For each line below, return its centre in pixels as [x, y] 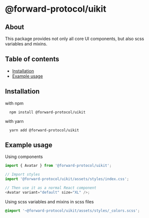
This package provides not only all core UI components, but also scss [74, 39]
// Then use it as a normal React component [51, 188]
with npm [14, 103]
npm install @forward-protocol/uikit [48, 112]
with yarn [15, 121]
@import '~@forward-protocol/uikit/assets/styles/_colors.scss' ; [72, 211]
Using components [24, 157]
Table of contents [32, 59]
